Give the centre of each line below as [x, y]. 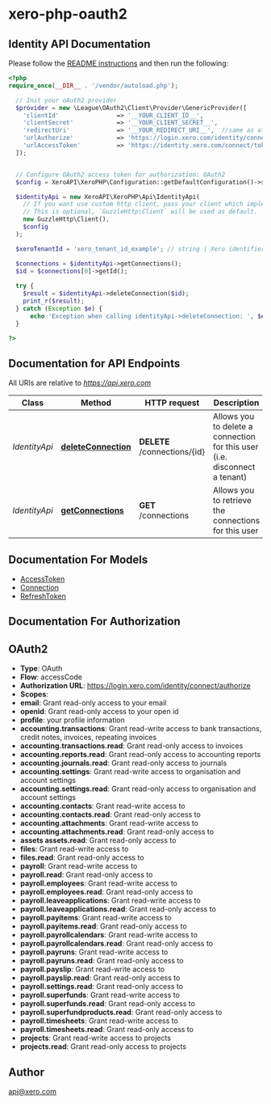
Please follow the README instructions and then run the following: [119, 63]
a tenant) [230, 477]
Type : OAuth [41, 669]
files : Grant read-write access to [74, 849]
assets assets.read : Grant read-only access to [98, 840]
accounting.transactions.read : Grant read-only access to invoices [131, 746]
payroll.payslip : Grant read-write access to [92, 969]
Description [236, 403]
